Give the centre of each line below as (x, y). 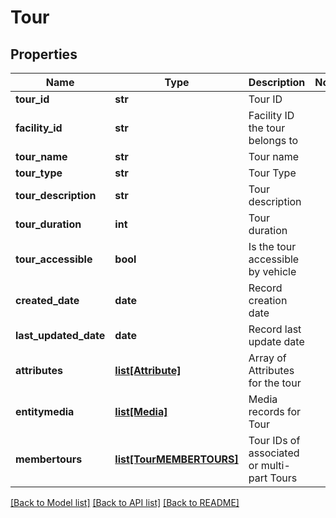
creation (268, 300)
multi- (275, 465)
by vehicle (272, 271)
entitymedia (45, 411)
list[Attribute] (148, 370)
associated (274, 453)
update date (276, 341)
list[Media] (141, 411)
